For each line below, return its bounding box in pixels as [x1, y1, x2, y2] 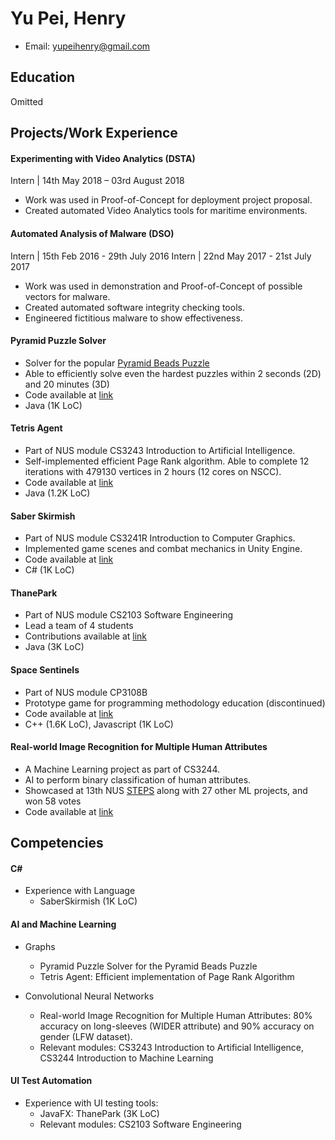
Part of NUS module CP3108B [24, 686, 148, 698]
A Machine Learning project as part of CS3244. [24, 763, 221, 775]
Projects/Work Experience [10, 125, 178, 142]
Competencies [10, 835, 104, 852]
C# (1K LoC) [24, 564, 75, 576]
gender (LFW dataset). [39, 1030, 133, 1042]
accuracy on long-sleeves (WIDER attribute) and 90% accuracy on [39, 1020, 315, 1032]
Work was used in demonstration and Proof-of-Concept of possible [24, 280, 303, 292]
